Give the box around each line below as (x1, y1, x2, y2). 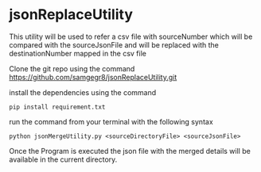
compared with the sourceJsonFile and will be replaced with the (9, 40, 220, 49)
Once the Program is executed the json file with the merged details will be (9, 146, 251, 155)
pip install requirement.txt (9, 103, 106, 111)
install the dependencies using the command (9, 87, 157, 97)
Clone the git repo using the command (9, 63, 135, 73)
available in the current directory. (9, 155, 118, 164)
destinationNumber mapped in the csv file (9, 48, 146, 58)
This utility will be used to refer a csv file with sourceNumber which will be (9, 32, 253, 41)
